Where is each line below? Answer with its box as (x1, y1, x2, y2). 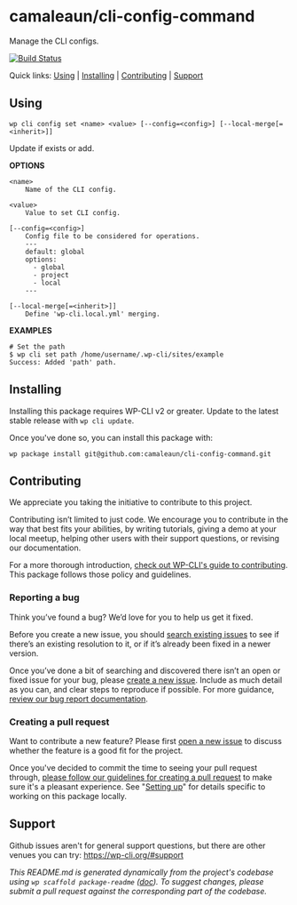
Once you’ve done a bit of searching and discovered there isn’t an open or (9, 665, 281, 676)
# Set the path (9, 342, 66, 351)
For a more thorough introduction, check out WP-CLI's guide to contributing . (9, 560, 288, 571)
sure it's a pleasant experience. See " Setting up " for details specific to (9, 781, 266, 792)
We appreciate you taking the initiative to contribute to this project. (9, 497, 253, 508)
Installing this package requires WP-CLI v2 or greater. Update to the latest (9, 405, 279, 416)
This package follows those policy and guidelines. (9, 569, 191, 580)
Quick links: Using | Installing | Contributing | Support (9, 69, 204, 81)
